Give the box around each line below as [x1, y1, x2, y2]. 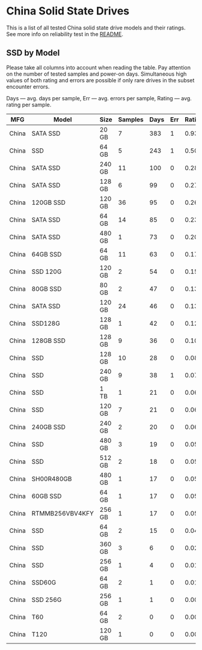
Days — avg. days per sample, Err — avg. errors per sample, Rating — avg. [6, 94, 192, 102]
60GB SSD [31, 491, 62, 500]
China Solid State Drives [6, 4, 130, 18]
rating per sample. [6, 101, 52, 108]
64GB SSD [31, 250, 62, 258]
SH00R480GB [31, 475, 72, 483]
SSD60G [31, 578, 57, 586]
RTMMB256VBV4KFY [31, 509, 94, 517]
